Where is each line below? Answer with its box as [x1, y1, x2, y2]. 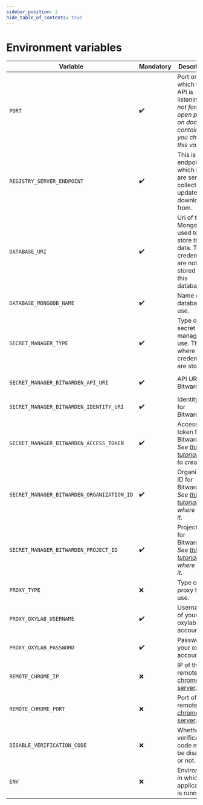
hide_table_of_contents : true [6, 15, 83, 21]
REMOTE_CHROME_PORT [9, 706, 65, 712]
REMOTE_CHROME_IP [9, 673, 59, 680]
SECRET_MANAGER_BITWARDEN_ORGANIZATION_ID [9, 491, 134, 499]
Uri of [177, 213, 193, 222]
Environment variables [6, 41, 122, 55]
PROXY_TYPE [9, 587, 40, 594]
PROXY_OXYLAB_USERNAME [9, 615, 74, 623]
